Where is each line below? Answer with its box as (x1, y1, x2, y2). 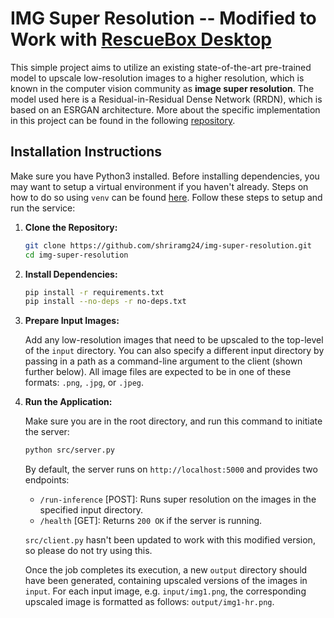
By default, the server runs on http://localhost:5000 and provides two (24, 463, 318, 476)
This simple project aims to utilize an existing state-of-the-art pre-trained (10, 61, 312, 73)
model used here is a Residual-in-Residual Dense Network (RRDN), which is (10, 93, 323, 105)
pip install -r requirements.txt (24, 287, 165, 297)
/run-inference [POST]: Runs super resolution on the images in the (39, 493, 317, 506)
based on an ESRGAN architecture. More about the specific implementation (10, 103, 321, 116)
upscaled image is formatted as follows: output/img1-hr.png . (24, 596, 275, 608)
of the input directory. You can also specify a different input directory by (24, 345, 325, 357)
